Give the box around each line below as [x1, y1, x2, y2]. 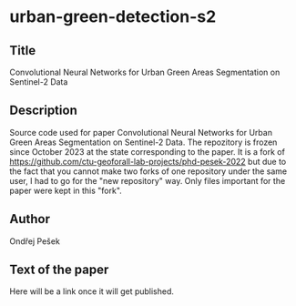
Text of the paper [9, 262, 109, 278]
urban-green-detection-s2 [9, 6, 217, 27]
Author [9, 211, 50, 227]
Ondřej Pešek [9, 235, 61, 247]
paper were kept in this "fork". [9, 185, 123, 196]
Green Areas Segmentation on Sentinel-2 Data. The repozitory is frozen [9, 137, 278, 148]
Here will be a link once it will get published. [9, 286, 175, 297]
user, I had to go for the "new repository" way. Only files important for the [9, 175, 286, 186]
